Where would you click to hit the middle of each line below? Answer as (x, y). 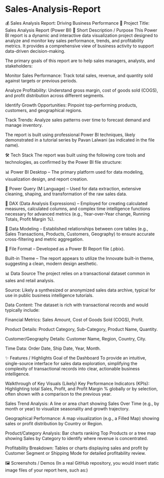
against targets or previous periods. (41, 80)
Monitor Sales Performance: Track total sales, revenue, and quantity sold (79, 75)
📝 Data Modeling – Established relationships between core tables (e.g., (77, 228)
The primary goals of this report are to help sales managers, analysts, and (80, 61)
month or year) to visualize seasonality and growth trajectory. (67, 408)
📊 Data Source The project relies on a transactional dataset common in (78, 273)
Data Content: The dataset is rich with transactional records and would (77, 305)
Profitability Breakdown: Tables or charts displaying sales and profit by (77, 448)
